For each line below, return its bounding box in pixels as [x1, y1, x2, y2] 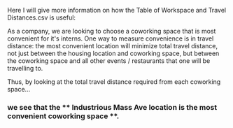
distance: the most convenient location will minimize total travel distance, [7, 42, 218, 50]
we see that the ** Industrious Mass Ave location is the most [7, 102, 218, 112]
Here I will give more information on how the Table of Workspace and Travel [7, 6, 226, 14]
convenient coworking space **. [7, 111, 120, 121]
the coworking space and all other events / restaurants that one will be [7, 57, 211, 65]
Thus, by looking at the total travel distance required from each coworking [7, 78, 221, 86]
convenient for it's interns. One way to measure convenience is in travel [7, 34, 214, 43]
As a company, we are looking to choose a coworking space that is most [7, 27, 216, 35]
